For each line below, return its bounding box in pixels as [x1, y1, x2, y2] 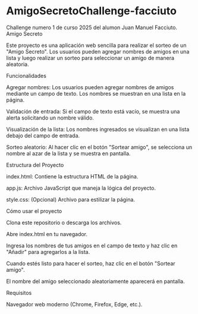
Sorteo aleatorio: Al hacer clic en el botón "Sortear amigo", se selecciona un [6, 143, 193, 150]
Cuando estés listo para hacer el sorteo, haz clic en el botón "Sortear [6, 260, 175, 267]
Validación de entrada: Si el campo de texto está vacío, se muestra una [6, 108, 180, 115]
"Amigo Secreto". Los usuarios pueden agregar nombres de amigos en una [6, 48, 190, 55]
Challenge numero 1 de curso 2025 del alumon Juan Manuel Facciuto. [6, 24, 178, 31]
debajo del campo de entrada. [6, 132, 80, 139]
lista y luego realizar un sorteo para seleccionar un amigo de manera [6, 54, 174, 61]
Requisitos [6, 289, 32, 296]
